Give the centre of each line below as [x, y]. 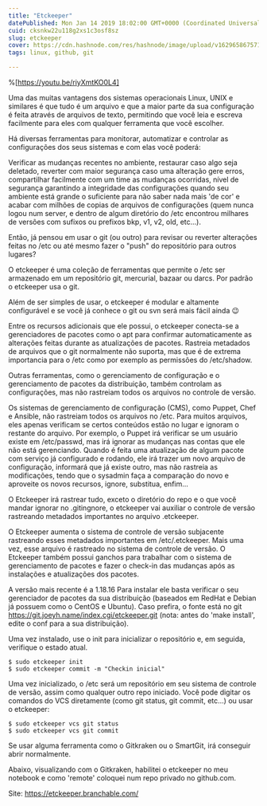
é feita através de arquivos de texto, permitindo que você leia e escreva [126, 115]
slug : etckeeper [35, 38]
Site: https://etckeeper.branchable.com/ [74, 793]
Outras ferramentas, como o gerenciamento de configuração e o [114, 375]
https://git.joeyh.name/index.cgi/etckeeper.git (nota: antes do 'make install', [132, 615]
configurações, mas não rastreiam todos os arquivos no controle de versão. [132, 392]
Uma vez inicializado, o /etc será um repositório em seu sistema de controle [132, 684]
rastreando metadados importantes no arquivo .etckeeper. [104, 516]
